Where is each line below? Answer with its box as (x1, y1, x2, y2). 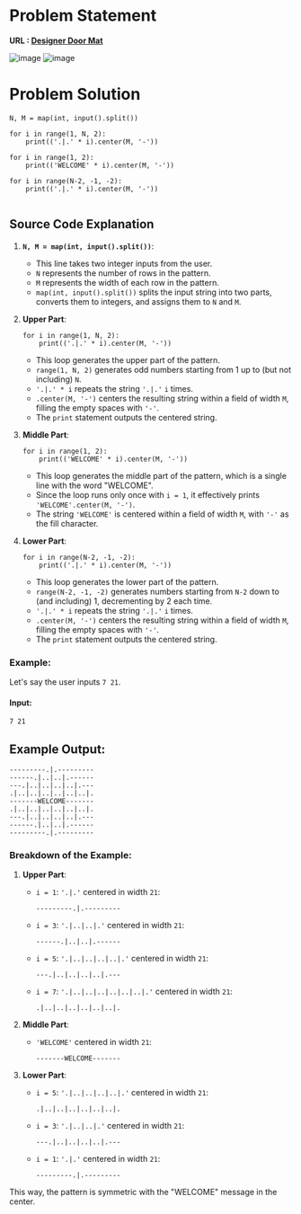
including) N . (35, 374, 83, 385)
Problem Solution (9, 84, 141, 104)
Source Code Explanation (9, 217, 155, 232)
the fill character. (35, 518, 99, 528)
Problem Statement (9, 5, 157, 26)
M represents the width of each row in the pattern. (35, 277, 220, 288)
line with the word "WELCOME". (35, 480, 155, 491)
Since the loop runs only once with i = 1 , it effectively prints (35, 489, 261, 500)
